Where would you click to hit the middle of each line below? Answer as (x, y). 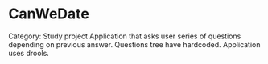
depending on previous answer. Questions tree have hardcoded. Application (134, 44)
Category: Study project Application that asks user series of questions (125, 36)
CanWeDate (49, 14)
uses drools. (29, 53)
